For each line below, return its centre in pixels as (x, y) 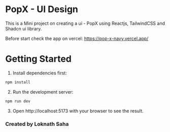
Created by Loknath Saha (37, 124)
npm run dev (18, 101)
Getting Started (39, 59)
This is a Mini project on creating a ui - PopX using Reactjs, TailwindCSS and (85, 23)
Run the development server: (43, 92)
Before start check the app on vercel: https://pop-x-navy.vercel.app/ (77, 38)
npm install (18, 82)
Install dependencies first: (40, 73)
